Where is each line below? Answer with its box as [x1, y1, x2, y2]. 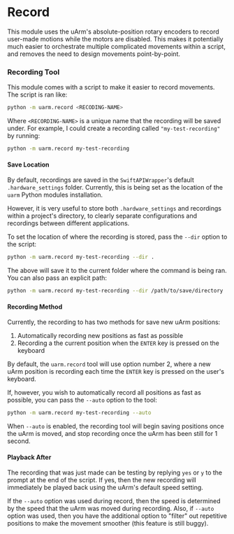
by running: [7, 132, 41, 140]
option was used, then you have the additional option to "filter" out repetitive [7, 512, 227, 520]
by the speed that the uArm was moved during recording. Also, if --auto [7, 505, 214, 513]
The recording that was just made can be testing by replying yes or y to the [7, 468, 223, 477]
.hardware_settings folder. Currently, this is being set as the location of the [7, 183, 224, 192]
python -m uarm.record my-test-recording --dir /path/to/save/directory [7, 288, 224, 295]
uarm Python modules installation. [7, 190, 103, 199]
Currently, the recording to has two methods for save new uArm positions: [7, 318, 221, 326]
